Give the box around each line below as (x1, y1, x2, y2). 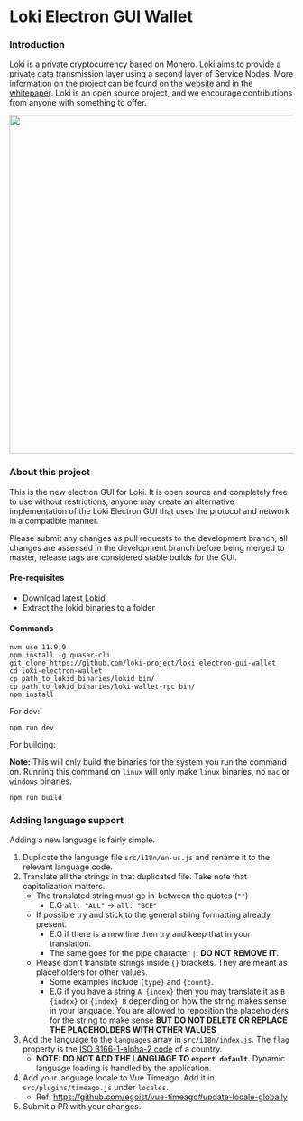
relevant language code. (22, 861, 113, 872)
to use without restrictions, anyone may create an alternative (9, 496, 234, 507)
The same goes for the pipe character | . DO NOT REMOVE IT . (49, 948, 280, 959)
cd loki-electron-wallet (9, 666, 103, 675)
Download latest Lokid (22, 593, 106, 603)
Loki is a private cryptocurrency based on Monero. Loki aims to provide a (9, 59, 281, 69)
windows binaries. (9, 776, 72, 786)
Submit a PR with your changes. (22, 1101, 142, 1112)
